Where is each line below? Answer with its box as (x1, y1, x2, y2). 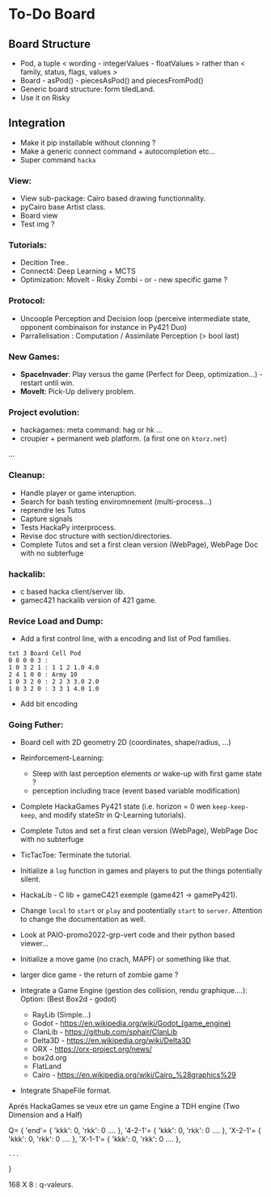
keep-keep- (212, 803, 249, 811)
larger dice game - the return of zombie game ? (19, 970, 179, 979)
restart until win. (19, 378, 74, 387)
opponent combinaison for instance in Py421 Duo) (19, 322, 188, 332)
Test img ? (19, 219, 55, 229)
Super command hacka (19, 154, 96, 164)
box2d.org (32, 1053, 67, 1063)
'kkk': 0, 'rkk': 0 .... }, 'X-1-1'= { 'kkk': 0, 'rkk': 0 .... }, (8, 1134, 181, 1144)
